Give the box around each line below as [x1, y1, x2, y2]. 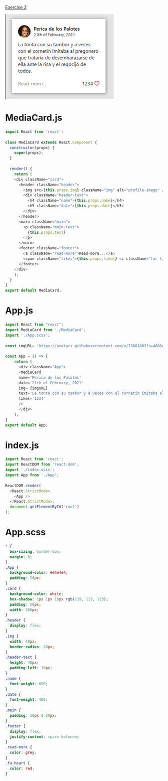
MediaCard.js [5, 112, 62, 123]
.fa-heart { [5, 760, 30, 765]
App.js [5, 305, 33, 317]
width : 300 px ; [9, 607, 39, 612]
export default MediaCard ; [5, 288, 61, 293]
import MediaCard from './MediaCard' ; [5, 327, 86, 333]
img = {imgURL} [18, 386, 48, 391]
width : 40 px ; [9, 639, 37, 644]
